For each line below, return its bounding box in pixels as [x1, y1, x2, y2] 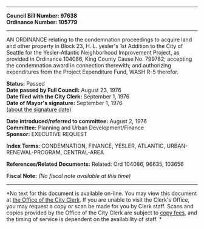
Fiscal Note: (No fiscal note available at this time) [6, 173, 131, 179]
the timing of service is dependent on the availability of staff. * [6, 216, 162, 222]
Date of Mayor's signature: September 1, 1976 [6, 100, 123, 106]
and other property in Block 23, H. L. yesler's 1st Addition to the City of [6, 43, 183, 49]
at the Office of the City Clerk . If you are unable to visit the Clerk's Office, [6, 196, 190, 203]
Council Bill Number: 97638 [6, 12, 78, 19]
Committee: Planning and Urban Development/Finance [6, 124, 144, 131]
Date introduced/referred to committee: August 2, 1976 [6, 118, 147, 125]
